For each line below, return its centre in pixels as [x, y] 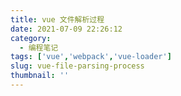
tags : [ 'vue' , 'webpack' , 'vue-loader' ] [91, 57]
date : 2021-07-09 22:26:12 [66, 29]
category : [31, 38]
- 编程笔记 [39, 47]
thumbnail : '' [40, 76]
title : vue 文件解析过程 [57, 19]
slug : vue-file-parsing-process [77, 66]
